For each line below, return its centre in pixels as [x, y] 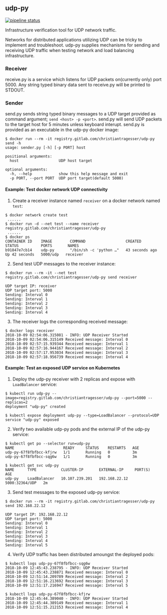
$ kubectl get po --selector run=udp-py [48, 443]
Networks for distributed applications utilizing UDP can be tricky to [74, 39]
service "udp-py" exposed [32, 419]
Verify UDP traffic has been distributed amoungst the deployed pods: [83, 554]
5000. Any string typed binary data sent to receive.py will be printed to [78, 85]
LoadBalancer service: [35, 384]
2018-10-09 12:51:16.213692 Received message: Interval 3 [67, 581]
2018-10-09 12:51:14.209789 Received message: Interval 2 [67, 576]
